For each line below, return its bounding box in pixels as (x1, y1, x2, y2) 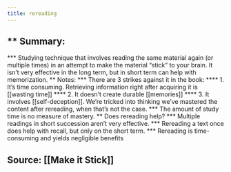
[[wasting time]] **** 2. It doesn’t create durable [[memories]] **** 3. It (7, 90, 210, 98)
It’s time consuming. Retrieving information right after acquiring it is (7, 83, 198, 92)
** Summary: (7, 36, 66, 47)
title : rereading (7, 10, 57, 17)
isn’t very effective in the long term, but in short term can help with (7, 68, 197, 76)
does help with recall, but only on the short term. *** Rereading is (7, 127, 193, 135)
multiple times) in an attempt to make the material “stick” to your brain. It (7, 61, 213, 69)
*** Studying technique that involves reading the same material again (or (7, 54, 214, 62)
